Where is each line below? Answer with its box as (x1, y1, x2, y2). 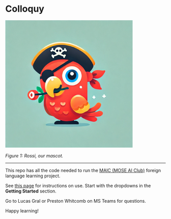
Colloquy (5, 3, 45, 15)
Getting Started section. (5, 188, 57, 194)
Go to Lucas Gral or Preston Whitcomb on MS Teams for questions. (5, 198, 146, 204)
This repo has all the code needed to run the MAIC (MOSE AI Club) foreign (5, 167, 161, 173)
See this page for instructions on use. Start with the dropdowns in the (5, 182, 151, 188)
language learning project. (5, 173, 61, 179)
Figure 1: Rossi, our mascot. (5, 152, 64, 158)
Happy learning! (5, 207, 39, 214)
